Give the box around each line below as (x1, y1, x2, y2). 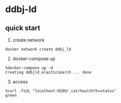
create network (12, 37, 45, 43)
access (12, 79, 28, 84)
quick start (5, 24, 41, 32)
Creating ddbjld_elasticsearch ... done (5, 70, 92, 75)
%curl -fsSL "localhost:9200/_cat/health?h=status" (5, 88, 116, 93)
